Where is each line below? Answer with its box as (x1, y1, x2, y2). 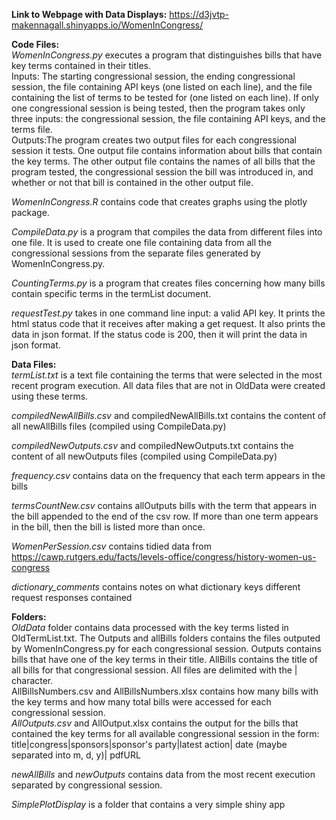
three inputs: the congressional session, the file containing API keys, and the (11, 113, 326, 124)
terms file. (11, 124, 53, 135)
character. (11, 675, 54, 686)
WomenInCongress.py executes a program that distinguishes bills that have (11, 49, 323, 61)
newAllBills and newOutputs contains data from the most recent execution (11, 769, 316, 780)
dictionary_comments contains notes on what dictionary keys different (11, 581, 301, 593)
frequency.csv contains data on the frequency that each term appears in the (11, 470, 326, 481)
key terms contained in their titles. (11, 60, 152, 71)
